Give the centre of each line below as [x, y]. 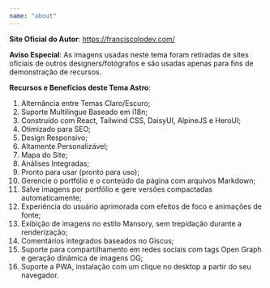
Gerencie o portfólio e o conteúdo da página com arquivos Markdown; [138, 180]
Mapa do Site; [44, 155]
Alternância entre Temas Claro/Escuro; [86, 103]
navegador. [40, 275]
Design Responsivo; [54, 138]
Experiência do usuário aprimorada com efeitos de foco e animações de [141, 206]
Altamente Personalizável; [64, 146]
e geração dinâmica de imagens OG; [82, 258]
